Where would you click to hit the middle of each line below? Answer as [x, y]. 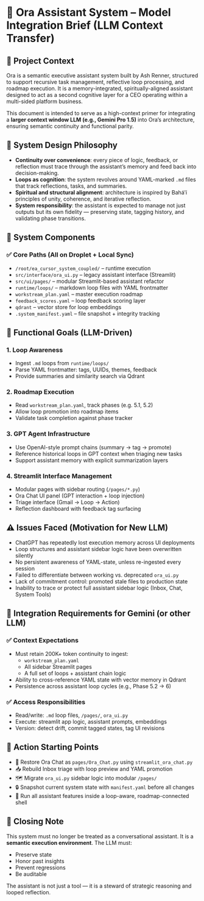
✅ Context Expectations [43, 641]
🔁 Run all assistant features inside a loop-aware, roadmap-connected [102, 796]
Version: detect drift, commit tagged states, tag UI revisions [90, 728]
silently [24, 555]
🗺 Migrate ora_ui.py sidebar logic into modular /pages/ [86, 778]
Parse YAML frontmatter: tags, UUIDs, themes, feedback [86, 370]
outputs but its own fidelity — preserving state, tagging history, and [100, 212]
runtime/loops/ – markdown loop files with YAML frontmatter [92, 287]
